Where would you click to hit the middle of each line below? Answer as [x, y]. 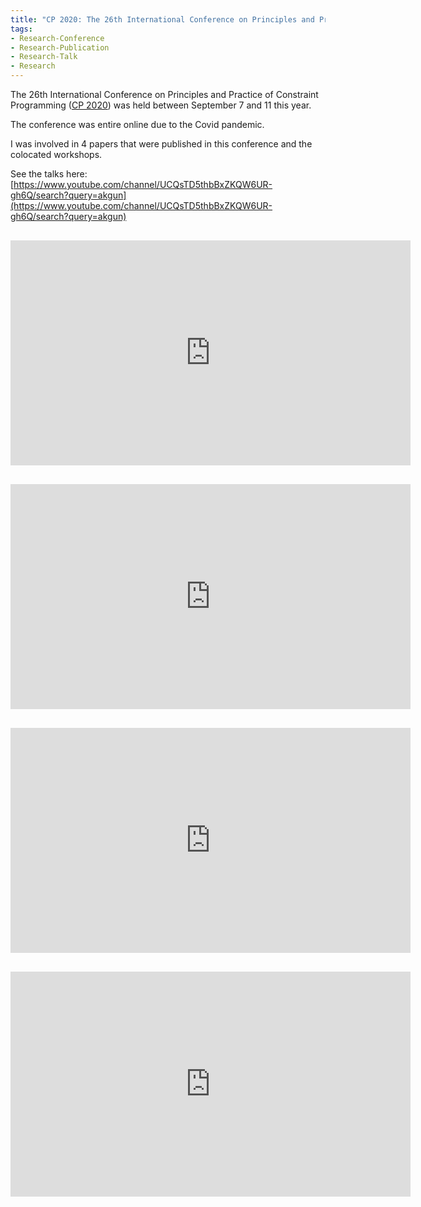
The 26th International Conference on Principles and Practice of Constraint [164, 94]
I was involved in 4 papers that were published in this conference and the [161, 144]
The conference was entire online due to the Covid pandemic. [137, 124]
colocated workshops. [56, 154]
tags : [21, 29]
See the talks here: [49, 174]
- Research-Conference [57, 38]
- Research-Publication [60, 47]
